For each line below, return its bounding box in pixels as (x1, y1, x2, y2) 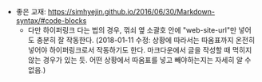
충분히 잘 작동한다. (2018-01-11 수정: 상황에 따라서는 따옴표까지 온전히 (36, 35, 256, 45)
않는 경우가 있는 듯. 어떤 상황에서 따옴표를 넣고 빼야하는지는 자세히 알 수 (27, 55, 252, 64)
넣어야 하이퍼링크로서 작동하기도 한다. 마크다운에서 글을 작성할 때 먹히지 (27, 45, 252, 54)
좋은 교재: (15, 7, 46, 16)
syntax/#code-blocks (15, 16, 87, 25)
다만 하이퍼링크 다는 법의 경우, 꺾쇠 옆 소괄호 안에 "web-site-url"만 (27, 25, 237, 34)
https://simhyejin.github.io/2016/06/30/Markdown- (47, 7, 216, 16)
